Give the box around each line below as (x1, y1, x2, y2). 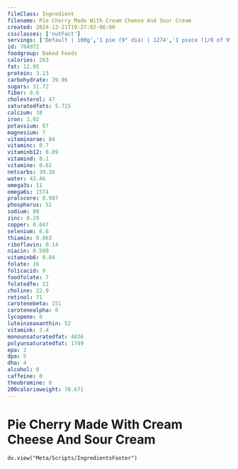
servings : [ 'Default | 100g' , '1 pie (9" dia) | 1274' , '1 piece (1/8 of (7, 37, 223, 44)
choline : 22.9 (7, 287, 50, 294)
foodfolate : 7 (7, 273, 50, 281)
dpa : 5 (7, 353, 27, 360)
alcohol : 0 (7, 366, 40, 373)
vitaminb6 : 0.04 (7, 254, 55, 261)
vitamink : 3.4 (7, 327, 50, 334)
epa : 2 (7, 346, 27, 354)
